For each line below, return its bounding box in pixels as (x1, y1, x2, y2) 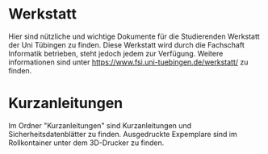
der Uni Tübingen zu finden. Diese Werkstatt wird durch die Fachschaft (8, 40, 245, 49)
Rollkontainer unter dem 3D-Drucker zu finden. (8, 138, 165, 148)
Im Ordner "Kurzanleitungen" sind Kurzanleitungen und (8, 120, 192, 130)
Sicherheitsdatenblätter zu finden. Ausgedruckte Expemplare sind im (8, 129, 237, 139)
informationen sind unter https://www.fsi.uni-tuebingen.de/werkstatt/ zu (8, 57, 249, 67)
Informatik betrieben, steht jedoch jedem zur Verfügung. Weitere (8, 48, 224, 58)
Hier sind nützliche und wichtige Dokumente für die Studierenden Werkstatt (8, 31, 260, 41)
